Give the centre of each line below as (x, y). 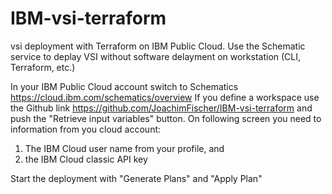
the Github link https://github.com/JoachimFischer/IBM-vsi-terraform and (161, 108)
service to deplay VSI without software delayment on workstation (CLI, (156, 56)
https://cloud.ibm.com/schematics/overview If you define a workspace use (165, 97)
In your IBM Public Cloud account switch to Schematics (124, 86)
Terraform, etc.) (43, 67)
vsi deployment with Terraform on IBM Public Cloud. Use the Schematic (158, 46)
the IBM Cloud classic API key (86, 159)
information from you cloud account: (86, 129)
